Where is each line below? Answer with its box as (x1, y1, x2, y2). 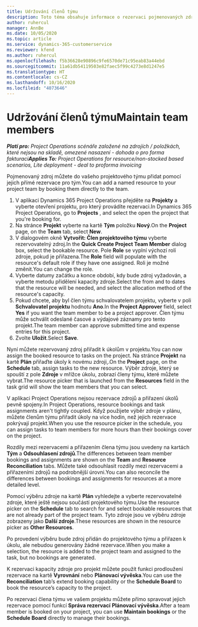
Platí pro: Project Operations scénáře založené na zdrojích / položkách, (6, 142, 181, 150)
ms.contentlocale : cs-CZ (6, 74, 68, 80)
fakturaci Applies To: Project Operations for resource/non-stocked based (6, 155, 184, 162)
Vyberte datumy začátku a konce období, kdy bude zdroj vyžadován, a (15, 271, 187, 278)
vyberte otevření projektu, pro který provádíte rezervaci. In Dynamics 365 (15, 203, 192, 210)
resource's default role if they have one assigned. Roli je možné (15, 259, 169, 266)
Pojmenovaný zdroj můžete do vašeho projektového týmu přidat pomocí (6, 172, 182, 180)
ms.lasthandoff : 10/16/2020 (6, 80, 76, 86)
